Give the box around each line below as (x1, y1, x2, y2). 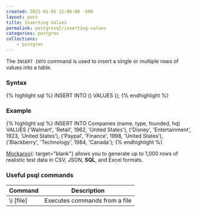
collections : (6, 36, 38, 42)
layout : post (6, 14, 38, 20)
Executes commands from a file (44, 196, 132, 204)
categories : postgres (6, 31, 59, 37)
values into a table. (6, 64, 52, 71)
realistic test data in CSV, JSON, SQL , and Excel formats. (6, 157, 143, 164)
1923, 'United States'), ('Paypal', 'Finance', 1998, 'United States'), (6, 132, 163, 140)
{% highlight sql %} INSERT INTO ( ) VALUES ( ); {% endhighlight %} (6, 92, 169, 99)
